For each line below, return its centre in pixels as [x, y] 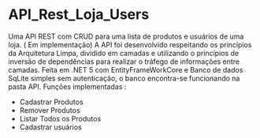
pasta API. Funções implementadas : [67, 86]
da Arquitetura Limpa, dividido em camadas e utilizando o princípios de [123, 53]
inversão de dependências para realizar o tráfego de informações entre [124, 62]
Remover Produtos [50, 110]
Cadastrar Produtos [52, 102]
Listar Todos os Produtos [60, 118]
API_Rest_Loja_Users [79, 15]
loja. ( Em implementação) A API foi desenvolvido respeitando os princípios [130, 44]
